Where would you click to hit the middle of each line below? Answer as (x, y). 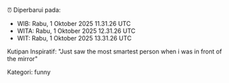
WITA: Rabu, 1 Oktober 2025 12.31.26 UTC (76, 31)
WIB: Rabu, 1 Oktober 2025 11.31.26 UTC (74, 24)
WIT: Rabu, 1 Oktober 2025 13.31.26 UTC (74, 38)
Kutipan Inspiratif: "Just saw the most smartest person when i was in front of (114, 51)
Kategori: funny (29, 72)
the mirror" (23, 59)
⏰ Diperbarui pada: (34, 10)
